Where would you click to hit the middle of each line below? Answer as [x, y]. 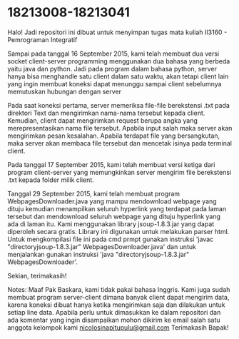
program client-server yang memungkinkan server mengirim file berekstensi [119, 172]
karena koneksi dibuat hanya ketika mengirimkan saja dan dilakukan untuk [116, 305]
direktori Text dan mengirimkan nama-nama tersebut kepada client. [106, 113]
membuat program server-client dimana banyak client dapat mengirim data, [118, 297]
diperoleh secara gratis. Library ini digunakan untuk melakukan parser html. [118, 231]
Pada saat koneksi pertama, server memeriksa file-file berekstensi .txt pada [119, 105]
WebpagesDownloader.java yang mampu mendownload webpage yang [112, 201]
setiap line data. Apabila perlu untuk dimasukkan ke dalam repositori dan [114, 312]
